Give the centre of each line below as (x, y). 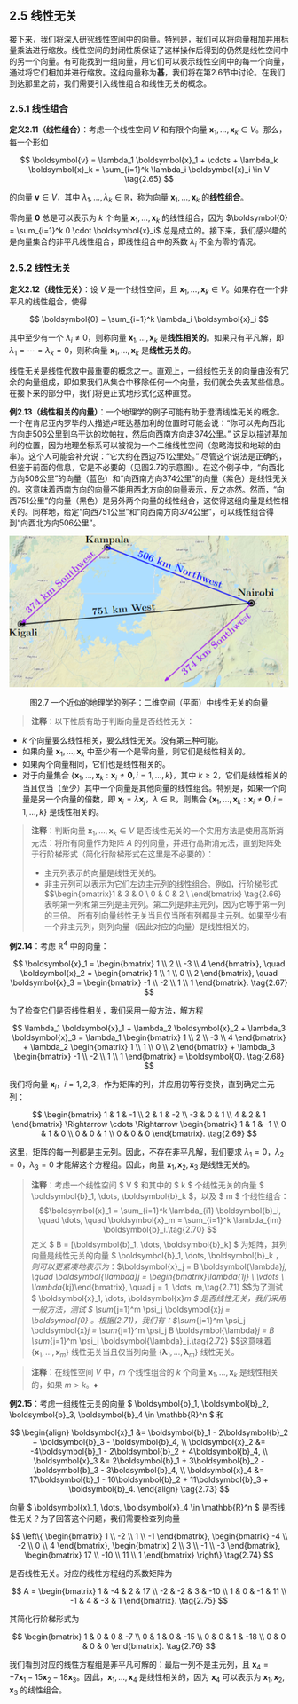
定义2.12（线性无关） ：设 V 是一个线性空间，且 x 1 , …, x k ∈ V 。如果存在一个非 (149, 290)
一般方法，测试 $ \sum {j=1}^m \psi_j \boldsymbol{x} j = (130, 1309)
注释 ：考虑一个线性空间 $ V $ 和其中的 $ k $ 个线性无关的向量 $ (147, 1185)
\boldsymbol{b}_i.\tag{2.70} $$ (160, 1229)
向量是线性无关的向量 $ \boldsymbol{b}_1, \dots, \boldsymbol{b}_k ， (157, 1255)
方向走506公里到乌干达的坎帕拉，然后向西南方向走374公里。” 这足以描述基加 (149, 434)
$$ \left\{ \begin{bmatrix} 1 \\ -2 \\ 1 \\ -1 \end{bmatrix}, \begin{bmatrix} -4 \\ (149, 1536)
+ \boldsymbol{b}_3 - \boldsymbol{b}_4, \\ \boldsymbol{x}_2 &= (149, 1442)
